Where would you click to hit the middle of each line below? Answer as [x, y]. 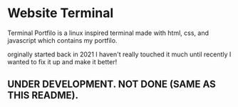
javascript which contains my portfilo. [62, 40]
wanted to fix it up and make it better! [62, 61]
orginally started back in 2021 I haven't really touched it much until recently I [119, 54]
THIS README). [43, 95]
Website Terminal [61, 13]
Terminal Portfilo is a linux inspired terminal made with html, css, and [108, 33]
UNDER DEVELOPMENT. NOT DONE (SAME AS [112, 85]
